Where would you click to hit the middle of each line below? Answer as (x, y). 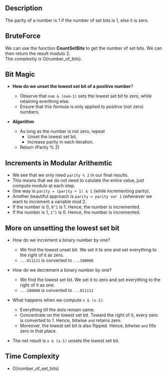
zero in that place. (38, 331)
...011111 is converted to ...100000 (57, 260)
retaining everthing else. (45, 101)
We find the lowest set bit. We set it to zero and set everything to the (90, 280)
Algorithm (23, 121)
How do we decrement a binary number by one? (62, 270)
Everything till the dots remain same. (57, 310)
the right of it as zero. (42, 255)
